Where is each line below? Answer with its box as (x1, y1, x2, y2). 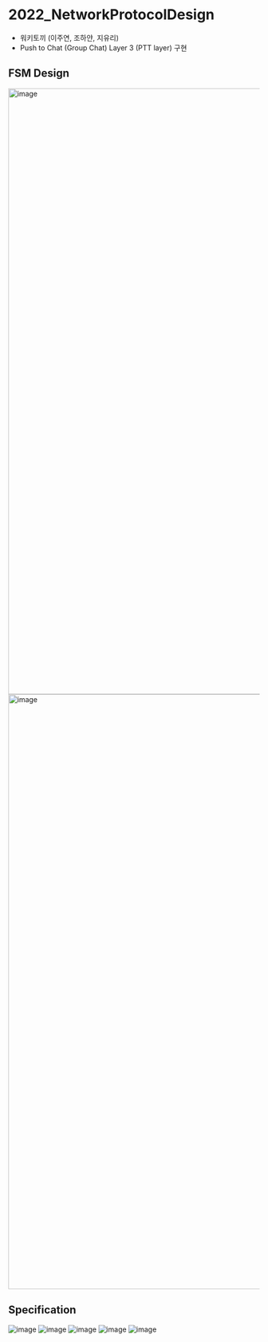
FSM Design (8, 66, 70, 81)
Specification (8, 1303, 77, 1317)
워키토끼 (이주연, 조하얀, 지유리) (19, 33, 120, 42)
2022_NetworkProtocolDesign (8, 6, 215, 24)
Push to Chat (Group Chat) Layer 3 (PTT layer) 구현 (19, 42, 187, 53)
